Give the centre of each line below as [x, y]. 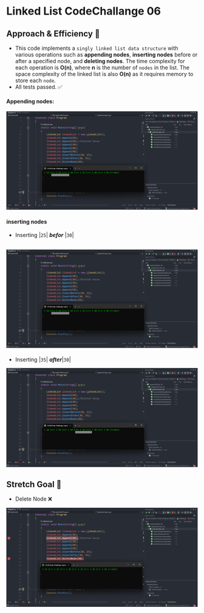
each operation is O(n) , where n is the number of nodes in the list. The [102, 67]
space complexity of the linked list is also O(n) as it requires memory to [104, 74]
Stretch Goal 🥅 [34, 484]
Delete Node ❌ [34, 499]
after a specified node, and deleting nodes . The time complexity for [100, 61]
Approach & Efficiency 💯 [53, 34]
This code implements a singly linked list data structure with [97, 48]
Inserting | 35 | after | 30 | [43, 359]
